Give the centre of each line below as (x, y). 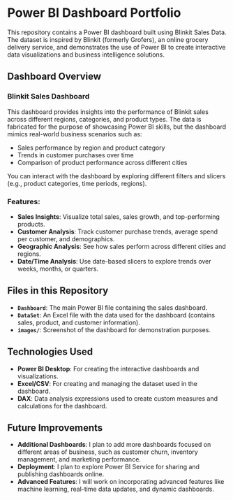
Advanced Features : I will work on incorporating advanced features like (121, 482)
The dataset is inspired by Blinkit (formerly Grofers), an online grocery (108, 39)
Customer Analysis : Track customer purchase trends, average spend (118, 231)
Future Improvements (55, 428)
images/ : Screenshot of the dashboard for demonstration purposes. (114, 329)
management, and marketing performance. (79, 459)
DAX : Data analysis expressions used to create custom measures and (118, 398)
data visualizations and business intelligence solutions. (86, 55)
